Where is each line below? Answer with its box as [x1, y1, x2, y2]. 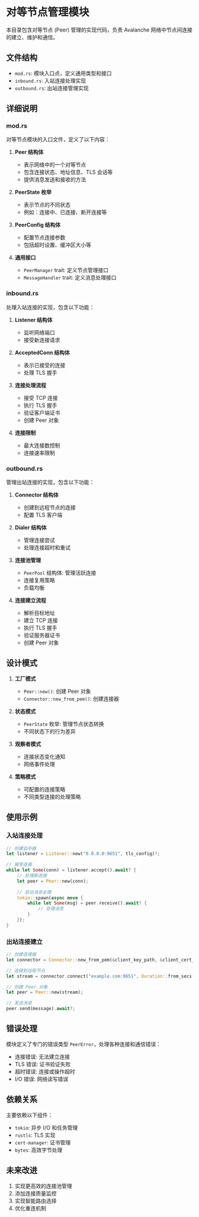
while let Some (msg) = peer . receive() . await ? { [27, 900, 147, 906]
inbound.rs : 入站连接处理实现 [14, 77, 86, 84]
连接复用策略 [23, 577, 55, 584]
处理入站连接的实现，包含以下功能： [6, 304, 95, 311]
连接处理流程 [14, 382, 46, 389]
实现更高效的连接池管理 [14, 1182, 72, 1189]
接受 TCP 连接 [23, 394, 58, 401]
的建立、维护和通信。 [6, 33, 58, 40]
